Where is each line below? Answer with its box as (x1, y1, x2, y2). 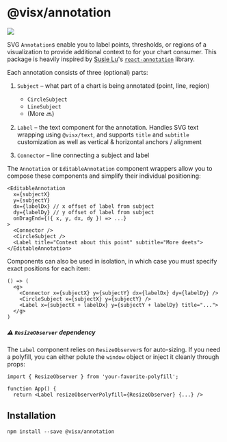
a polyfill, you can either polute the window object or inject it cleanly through (7, 352, 219, 361)
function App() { (7, 385, 57, 392)
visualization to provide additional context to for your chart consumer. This (7, 47, 217, 56)
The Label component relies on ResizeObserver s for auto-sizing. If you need (7, 345, 221, 353)
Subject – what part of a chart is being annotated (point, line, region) (16, 81, 210, 90)
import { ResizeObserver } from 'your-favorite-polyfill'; (7, 373, 179, 380)
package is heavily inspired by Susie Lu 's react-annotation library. (7, 55, 195, 63)
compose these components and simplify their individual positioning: (7, 172, 201, 180)
